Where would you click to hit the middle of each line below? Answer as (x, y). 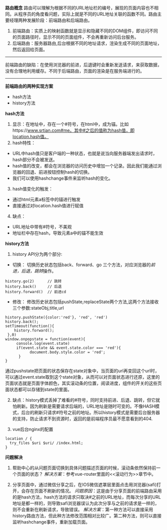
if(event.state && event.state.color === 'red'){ (69, 348)
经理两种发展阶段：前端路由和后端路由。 (51, 20)
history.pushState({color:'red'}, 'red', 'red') (56, 318)
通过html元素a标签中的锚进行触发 (46, 199)
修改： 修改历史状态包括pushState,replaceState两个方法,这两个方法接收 (85, 302)
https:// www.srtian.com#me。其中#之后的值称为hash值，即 (74, 130)
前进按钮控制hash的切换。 (65, 172)
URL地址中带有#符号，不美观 (42, 227)
